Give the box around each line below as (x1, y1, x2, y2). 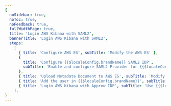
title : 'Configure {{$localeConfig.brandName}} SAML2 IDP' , (23, 60, 154, 65)
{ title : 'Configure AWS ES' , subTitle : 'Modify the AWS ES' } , (18, 50, 158, 55)
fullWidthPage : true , (9, 26, 56, 32)
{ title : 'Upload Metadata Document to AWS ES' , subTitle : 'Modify (18, 74, 165, 79)
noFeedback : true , (9, 21, 49, 27)
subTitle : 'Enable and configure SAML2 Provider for (23, 64, 138, 69)
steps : (9, 41, 23, 46)
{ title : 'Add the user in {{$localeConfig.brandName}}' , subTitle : (18, 78, 167, 84)
